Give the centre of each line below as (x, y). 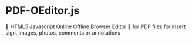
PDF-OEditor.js (43, 11)
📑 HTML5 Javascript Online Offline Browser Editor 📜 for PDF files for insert (96, 26)
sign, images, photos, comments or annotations (63, 32)
